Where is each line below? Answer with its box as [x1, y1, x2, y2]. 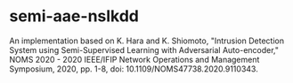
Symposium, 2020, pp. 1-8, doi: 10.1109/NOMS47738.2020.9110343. [9, 64, 258, 74]
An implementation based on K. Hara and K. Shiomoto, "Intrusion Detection [9, 35, 285, 46]
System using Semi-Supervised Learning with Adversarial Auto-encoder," [9, 44, 279, 55]
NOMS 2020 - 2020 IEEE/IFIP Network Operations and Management [9, 54, 260, 64]
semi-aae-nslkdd [9, 6, 140, 26]
